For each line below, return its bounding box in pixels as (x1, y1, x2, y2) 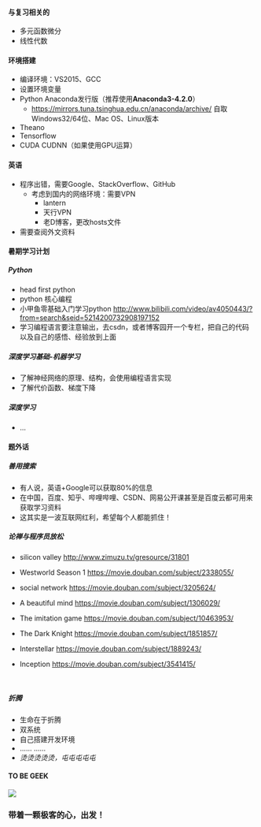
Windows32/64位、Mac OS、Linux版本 (31, 114, 160, 124)
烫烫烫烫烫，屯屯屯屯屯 (19, 753, 96, 762)
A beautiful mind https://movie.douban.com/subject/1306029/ (19, 598, 221, 607)
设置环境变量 (19, 84, 61, 94)
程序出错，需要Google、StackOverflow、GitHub (19, 179, 176, 188)
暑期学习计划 (8, 247, 50, 256)
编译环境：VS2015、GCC (19, 75, 101, 84)
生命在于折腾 (19, 714, 61, 725)
